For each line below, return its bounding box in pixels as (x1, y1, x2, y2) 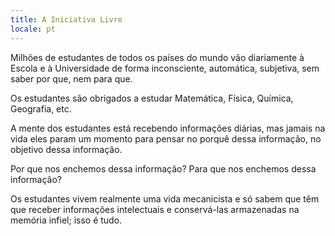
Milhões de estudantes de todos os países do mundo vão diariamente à (10, 51, 305, 63)
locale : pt (10, 24, 56, 34)
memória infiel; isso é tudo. (10, 214, 123, 226)
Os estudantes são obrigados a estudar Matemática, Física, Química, (10, 92, 294, 104)
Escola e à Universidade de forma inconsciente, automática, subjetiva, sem (10, 62, 320, 74)
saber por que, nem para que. (10, 72, 133, 85)
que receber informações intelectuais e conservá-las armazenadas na (10, 203, 300, 215)
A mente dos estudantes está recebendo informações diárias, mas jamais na (10, 122, 326, 134)
